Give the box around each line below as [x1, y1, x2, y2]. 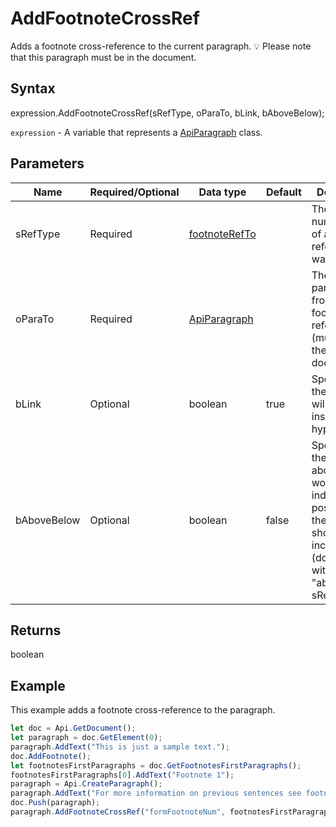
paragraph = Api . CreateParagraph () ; [10, 779, 163, 789]
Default [265, 185, 302, 199]
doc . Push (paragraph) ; [10, 798, 101, 808]
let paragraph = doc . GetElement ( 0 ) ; [10, 733, 163, 743]
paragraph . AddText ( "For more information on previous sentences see [10, 788, 302, 799]
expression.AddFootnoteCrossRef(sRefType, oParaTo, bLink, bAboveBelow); [10, 107, 325, 119]
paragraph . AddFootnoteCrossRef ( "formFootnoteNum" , [10, 807, 226, 817]
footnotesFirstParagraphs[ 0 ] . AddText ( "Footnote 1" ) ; [10, 770, 235, 780]
